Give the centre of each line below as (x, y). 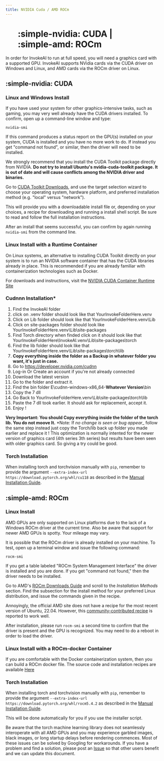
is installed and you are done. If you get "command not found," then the (77, 571)
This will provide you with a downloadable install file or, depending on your (81, 207)
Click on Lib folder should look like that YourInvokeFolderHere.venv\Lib (84, 319)
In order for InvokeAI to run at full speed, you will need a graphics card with (81, 58)
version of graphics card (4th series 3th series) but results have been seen (81, 438)
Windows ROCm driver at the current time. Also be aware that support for (79, 528)
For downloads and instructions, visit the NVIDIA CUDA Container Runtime (80, 280)
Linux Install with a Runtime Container (51, 245)
